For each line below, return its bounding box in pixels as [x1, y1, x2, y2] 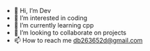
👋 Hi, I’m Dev [13, 7, 51, 14]
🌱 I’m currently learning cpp [13, 21, 94, 29]
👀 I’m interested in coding [13, 14, 88, 22]
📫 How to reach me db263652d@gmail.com [13, 37, 143, 44]
